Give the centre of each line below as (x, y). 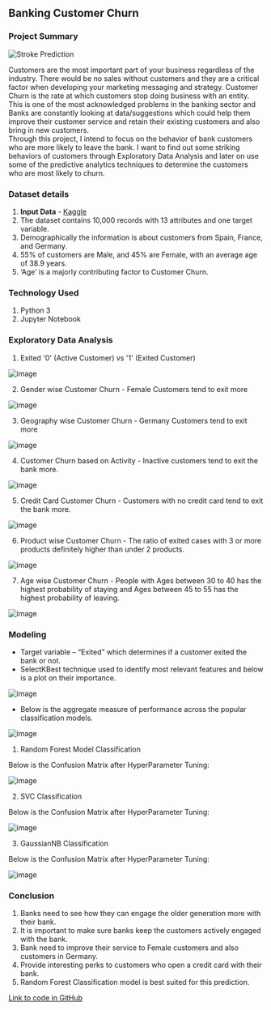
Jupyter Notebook (50, 319)
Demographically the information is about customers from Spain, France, (141, 237)
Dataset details (39, 194)
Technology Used (44, 292)
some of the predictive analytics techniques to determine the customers (128, 164)
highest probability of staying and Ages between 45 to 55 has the (129, 589)
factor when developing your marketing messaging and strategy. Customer (133, 87)
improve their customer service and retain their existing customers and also (134, 121)
